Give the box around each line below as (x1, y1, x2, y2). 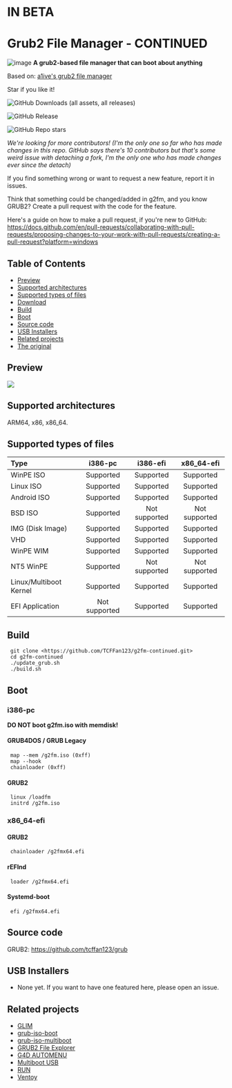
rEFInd (7, 863, 27, 871)
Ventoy (17, 1073, 38, 1081)
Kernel (10, 586, 32, 596)
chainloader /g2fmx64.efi (10, 848, 85, 855)
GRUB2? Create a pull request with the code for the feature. (7, 202, 177, 211)
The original (17, 342, 52, 350)
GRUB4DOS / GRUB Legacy (7, 737, 86, 745)
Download (17, 298, 47, 306)
